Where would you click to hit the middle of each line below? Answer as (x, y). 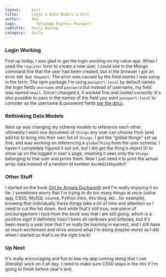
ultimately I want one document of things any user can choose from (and (80, 132)
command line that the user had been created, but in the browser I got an (80, 71)
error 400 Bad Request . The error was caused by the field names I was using (83, 77)
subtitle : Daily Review (32, 28)
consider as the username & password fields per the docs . (65, 103)
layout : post (23, 10)
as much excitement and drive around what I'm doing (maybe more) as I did (82, 229)
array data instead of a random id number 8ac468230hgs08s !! (66, 164)
